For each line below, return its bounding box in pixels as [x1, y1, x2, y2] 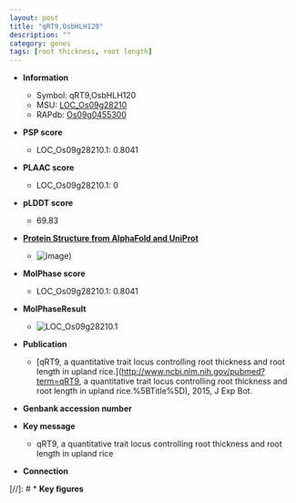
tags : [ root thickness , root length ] [9, 47, 153, 56]
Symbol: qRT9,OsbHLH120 [36, 90, 137, 101]
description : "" [9, 30, 71, 39]
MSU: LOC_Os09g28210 [36, 99, 128, 110]
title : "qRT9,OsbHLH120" [9, 22, 104, 31]
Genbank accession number [22, 403, 132, 415]
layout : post [9, 13, 59, 23]
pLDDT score [22, 198, 74, 209]
